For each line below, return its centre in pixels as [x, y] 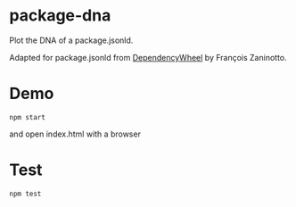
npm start [28, 117]
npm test [25, 194]
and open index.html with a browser [75, 134]
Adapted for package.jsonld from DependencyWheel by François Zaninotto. [148, 57]
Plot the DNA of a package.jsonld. [71, 40]
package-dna [60, 16]
